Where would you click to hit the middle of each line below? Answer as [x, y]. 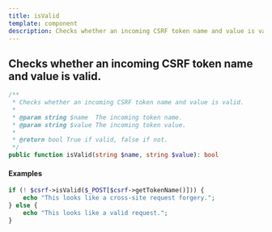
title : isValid [34, 16]
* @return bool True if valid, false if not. [90, 140]
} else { [23, 206]
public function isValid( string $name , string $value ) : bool [114, 155]
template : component [43, 23]
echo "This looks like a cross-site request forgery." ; [119, 198]
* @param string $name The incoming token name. [97, 117]
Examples [25, 173]
